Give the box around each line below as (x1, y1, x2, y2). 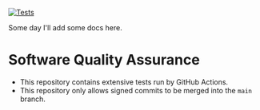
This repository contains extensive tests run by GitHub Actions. (19, 77, 229, 87)
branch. (19, 94, 46, 104)
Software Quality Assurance (8, 51, 200, 69)
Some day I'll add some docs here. (8, 23, 122, 32)
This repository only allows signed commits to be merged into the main (19, 85, 253, 95)
